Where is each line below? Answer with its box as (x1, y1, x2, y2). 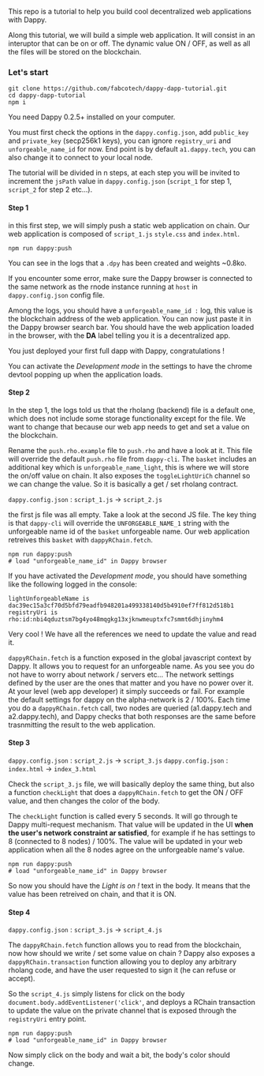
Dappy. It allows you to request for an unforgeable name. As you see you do (8, 661, 255, 670)
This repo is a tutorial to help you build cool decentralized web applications (8, 7, 252, 16)
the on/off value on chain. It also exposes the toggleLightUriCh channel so (8, 471, 251, 480)
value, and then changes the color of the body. (8, 796, 160, 805)
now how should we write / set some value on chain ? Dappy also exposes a (8, 949, 255, 958)
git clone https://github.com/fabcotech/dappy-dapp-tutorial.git (8, 84, 227, 93)
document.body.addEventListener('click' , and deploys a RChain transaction (8, 998, 256, 1007)
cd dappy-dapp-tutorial (8, 92, 87, 99)
